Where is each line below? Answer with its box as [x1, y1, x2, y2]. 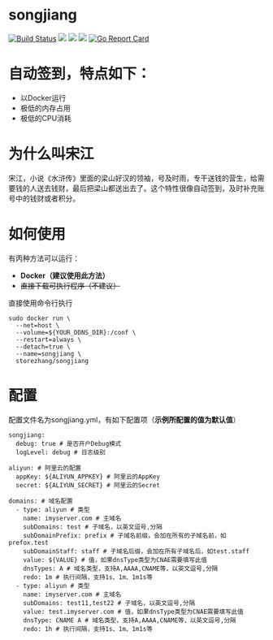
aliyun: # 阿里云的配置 [8, 464, 81, 472]
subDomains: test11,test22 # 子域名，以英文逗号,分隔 [23, 599, 196, 607]
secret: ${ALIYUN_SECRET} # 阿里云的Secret [15, 481, 161, 489]
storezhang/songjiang [15, 357, 89, 365]
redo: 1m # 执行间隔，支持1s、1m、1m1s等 [23, 573, 153, 582]
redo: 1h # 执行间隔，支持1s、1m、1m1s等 [23, 625, 153, 633]
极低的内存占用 [19, 103, 71, 113]
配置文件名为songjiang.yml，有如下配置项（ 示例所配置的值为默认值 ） [8, 414, 240, 424]
